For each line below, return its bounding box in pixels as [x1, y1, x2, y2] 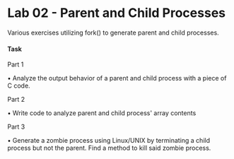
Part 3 [7, 122, 25, 131]
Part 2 [7, 95, 25, 104]
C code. [7, 81, 30, 90]
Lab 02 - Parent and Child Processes [7, 5, 226, 21]
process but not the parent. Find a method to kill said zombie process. [7, 143, 211, 153]
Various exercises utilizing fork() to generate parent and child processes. [7, 28, 219, 37]
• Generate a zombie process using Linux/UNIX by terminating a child [7, 136, 211, 145]
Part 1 [7, 60, 24, 69]
